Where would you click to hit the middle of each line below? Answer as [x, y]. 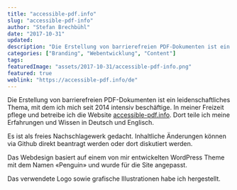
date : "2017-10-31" [36, 34]
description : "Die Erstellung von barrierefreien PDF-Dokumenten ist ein [119, 47]
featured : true [30, 73]
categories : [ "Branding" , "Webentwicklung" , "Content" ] [92, 54]
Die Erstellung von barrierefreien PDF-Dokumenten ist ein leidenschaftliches [119, 100]
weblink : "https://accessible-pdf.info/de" [73, 80]
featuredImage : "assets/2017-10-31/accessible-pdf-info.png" [100, 67]
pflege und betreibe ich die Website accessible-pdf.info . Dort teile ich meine [119, 115]
